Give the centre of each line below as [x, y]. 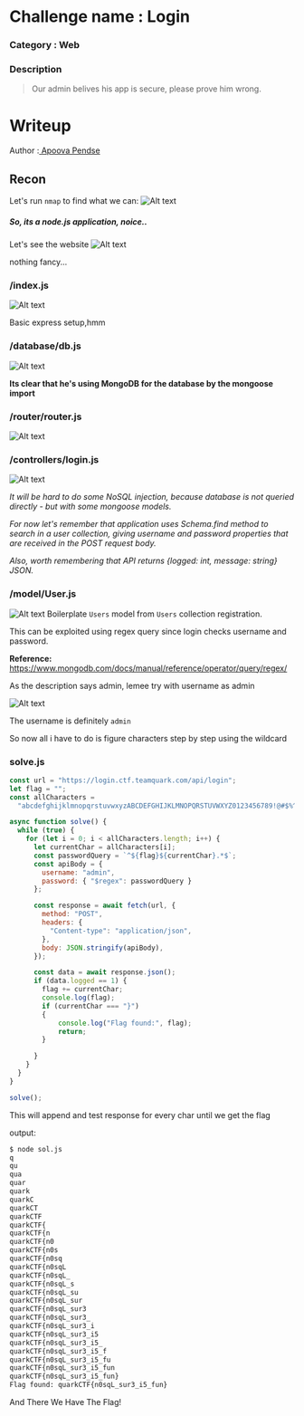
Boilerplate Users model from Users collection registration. [154, 614]
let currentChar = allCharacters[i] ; [104, 847]
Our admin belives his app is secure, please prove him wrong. [147, 89]
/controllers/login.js [54, 459]
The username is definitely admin [70, 721]
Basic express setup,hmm [57, 322]
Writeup [40, 125]
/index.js [29, 285]
